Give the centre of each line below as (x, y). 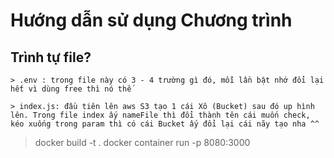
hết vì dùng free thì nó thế (71, 89)
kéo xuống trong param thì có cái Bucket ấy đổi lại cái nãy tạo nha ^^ (165, 124)
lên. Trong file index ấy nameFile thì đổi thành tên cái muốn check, (160, 115)
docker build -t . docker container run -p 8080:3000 (142, 142)
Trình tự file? (51, 57)
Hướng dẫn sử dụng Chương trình (151, 20)
